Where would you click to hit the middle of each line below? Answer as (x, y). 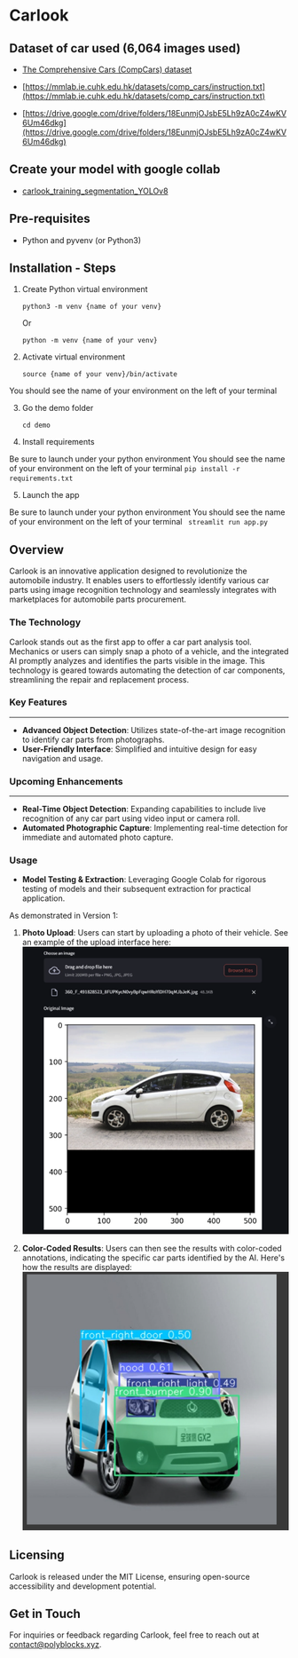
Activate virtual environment (74, 357)
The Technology (45, 622)
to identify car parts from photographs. (93, 739)
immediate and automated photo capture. (98, 837)
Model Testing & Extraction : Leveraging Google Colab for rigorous (144, 880)
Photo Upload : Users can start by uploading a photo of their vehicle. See (155, 933)
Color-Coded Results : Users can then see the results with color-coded (152, 1248)
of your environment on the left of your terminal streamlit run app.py (139, 522)
